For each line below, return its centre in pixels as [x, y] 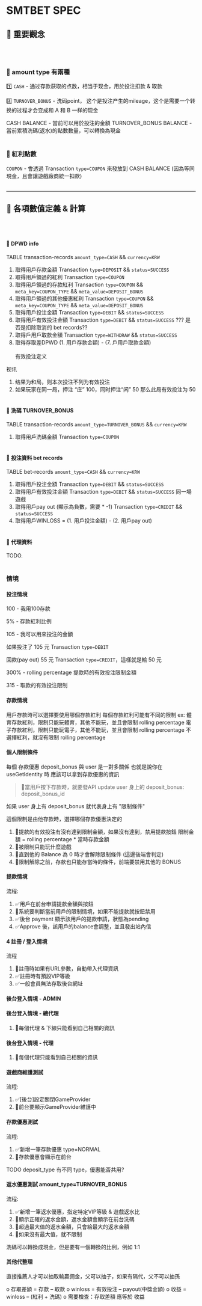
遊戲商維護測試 [25, 1072]
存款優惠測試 [22, 1121]
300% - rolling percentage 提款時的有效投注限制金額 [72, 673]
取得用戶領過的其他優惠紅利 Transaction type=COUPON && [84, 298]
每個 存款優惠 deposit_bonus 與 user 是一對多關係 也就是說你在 [84, 767]
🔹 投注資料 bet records [35, 458]
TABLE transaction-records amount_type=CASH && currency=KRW [83, 257]
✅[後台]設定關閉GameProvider [53, 1099]
